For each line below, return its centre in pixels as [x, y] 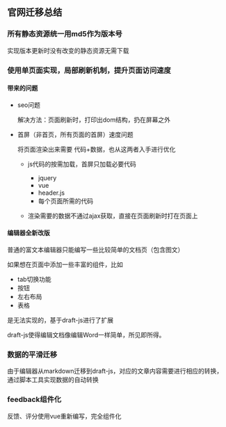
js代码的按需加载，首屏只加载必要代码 [82, 164]
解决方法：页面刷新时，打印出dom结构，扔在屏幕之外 [94, 120]
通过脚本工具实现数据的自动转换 [53, 380]
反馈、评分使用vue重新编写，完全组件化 [64, 416]
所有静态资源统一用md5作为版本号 [65, 34]
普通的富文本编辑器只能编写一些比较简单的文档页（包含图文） [96, 250]
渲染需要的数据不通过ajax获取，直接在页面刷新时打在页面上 [113, 216]
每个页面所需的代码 [66, 201]
